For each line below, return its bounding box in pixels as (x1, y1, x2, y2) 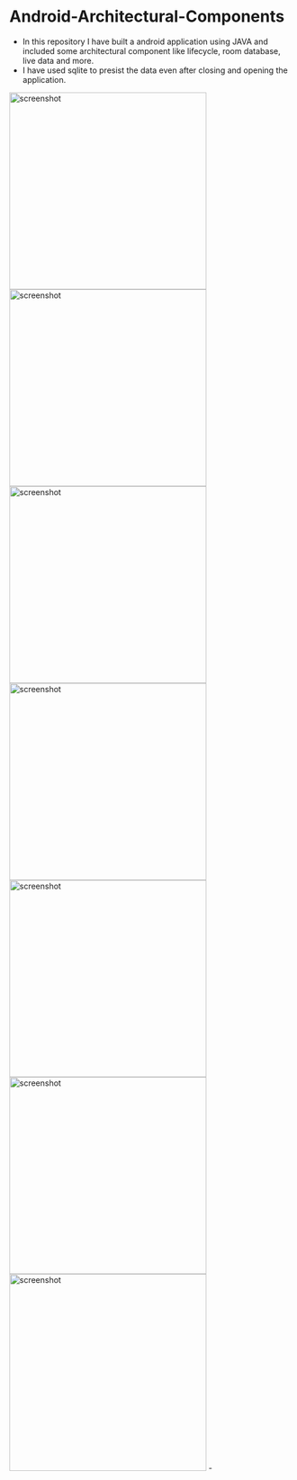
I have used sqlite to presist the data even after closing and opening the (22, 65, 288, 76)
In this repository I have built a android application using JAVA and (22, 36, 268, 47)
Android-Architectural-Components (9, 6, 285, 27)
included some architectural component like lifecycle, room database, (22, 45, 281, 56)
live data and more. (22, 55, 94, 66)
